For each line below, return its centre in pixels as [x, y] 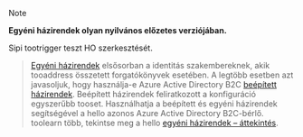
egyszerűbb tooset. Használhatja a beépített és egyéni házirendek [154, 104]
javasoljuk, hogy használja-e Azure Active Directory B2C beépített [154, 84]
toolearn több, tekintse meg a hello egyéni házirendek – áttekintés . [154, 123]
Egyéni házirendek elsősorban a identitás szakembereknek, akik [150, 65]
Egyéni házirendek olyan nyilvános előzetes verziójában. [118, 30]
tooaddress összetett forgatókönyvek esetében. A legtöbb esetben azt [162, 75]
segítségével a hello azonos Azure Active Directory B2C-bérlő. [147, 113]
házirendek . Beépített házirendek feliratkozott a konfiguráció [143, 94]
